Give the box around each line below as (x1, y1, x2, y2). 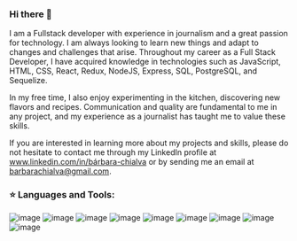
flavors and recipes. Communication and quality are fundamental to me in (9, 102, 277, 113)
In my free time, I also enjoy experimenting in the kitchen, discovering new (9, 92, 281, 103)
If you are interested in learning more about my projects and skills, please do (9, 137, 289, 149)
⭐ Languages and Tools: (9, 189, 115, 201)
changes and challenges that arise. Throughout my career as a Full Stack (9, 47, 277, 58)
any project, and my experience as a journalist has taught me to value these (9, 111, 286, 122)
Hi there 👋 (9, 8, 53, 20)
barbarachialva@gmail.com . (9, 166, 113, 176)
